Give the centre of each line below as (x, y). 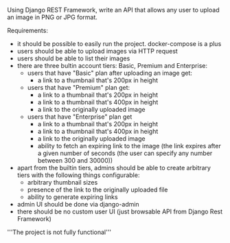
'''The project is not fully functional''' (59, 232)
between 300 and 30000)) (75, 160)
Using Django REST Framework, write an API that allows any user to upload (113, 10)
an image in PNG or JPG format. (53, 17)
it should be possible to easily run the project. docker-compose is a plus (119, 44)
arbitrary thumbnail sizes (62, 182)
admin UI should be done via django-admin (78, 204)
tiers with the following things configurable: (78, 175)
